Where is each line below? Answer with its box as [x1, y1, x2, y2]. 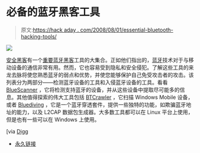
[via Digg [6, 127, 29, 135]
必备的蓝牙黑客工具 [6, 5, 101, 19]
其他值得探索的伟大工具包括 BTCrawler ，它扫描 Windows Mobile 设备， [16, 93, 193, 101]
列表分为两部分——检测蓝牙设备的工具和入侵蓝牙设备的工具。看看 [6, 79, 168, 86]
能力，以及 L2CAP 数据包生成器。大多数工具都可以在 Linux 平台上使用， [16, 108, 193, 115]
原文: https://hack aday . [20, 26, 79, 33]
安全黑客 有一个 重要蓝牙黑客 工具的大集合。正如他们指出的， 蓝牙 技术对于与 [6, 56, 189, 63]
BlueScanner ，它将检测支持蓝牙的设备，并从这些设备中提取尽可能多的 [6, 86, 180, 93]
